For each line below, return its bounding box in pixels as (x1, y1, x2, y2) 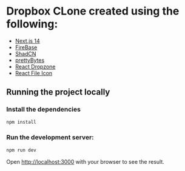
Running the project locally (6, 87, 110, 98)
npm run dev (6, 147, 36, 153)
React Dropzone (15, 62, 56, 70)
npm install (6, 119, 36, 125)
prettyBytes (15, 56, 45, 64)
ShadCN (15, 50, 36, 57)
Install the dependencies (6, 105, 81, 113)
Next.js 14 (15, 37, 41, 44)
